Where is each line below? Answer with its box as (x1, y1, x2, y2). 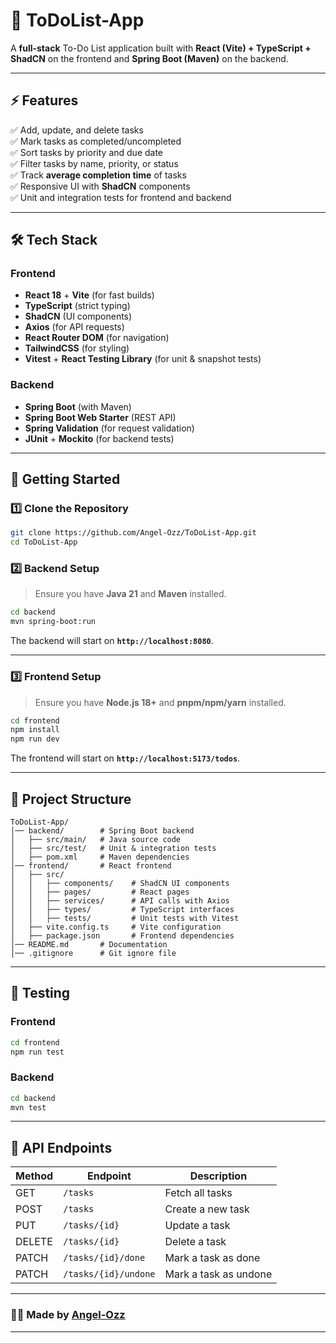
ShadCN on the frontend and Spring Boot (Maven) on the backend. (10, 52, 289, 64)
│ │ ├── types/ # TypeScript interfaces (10, 904, 235, 914)
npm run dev (10, 734, 60, 744)
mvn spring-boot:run (10, 617, 97, 627)
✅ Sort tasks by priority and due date (10, 146, 164, 158)
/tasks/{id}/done (63, 1252, 146, 1264)
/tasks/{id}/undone (63, 1269, 156, 1280)
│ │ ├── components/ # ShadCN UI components (10, 878, 230, 888)
